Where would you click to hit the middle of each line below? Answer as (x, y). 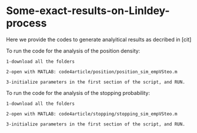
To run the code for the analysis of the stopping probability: (78, 93)
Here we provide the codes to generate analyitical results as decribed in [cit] (99, 39)
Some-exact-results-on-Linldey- (88, 11)
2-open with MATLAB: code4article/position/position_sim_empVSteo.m (92, 71)
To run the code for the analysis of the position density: (73, 50)
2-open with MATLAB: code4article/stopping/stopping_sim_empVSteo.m (92, 114)
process (26, 23)
